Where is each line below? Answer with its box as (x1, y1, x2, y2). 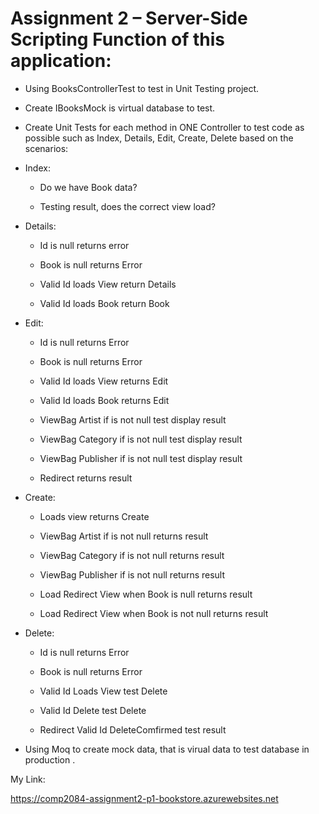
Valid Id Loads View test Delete (39, 685, 168, 697)
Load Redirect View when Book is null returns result (39, 588, 253, 600)
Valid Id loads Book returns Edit (39, 394, 170, 406)
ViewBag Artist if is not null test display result (39, 413, 227, 426)
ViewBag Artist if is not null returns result (39, 530, 209, 542)
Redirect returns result (39, 472, 133, 484)
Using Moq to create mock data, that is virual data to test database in (24, 743, 310, 755)
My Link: (10, 773, 46, 785)
